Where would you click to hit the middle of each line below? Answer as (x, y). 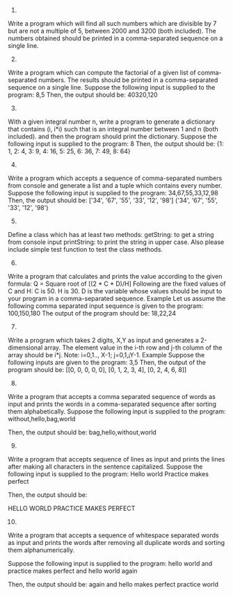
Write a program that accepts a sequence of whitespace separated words (113, 535)
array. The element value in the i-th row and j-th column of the (133, 348)
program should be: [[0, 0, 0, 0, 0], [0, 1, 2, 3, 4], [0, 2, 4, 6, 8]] (97, 370)
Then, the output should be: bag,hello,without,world (82, 432)
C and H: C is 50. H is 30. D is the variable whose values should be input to (115, 291)
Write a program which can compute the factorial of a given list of (102, 73)
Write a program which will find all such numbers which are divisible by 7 (112, 23)
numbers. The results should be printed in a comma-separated (128, 80)
